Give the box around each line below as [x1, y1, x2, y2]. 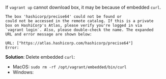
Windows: [12, 69, 34, 75]
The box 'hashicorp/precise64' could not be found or [5, 14, 122, 19]
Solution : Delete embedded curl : [5, 54, 75, 60]
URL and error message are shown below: [5, 32, 93, 37]
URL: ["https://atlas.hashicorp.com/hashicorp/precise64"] [5, 41, 133, 46]
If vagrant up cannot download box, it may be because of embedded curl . [5, 5, 161, 10]
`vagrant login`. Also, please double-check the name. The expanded [5, 27, 154, 32]
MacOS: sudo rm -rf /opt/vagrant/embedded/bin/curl [12, 64, 127, 70]
